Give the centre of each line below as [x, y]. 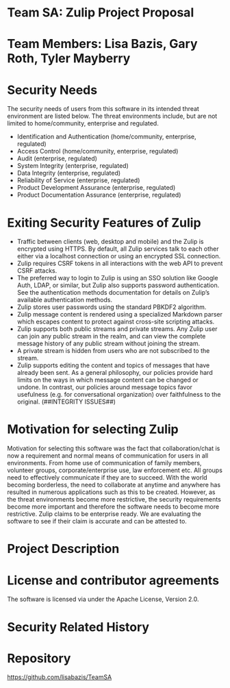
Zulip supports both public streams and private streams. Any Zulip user [117, 329]
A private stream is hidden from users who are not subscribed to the [113, 351]
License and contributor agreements [113, 580]
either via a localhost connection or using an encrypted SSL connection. [119, 256]
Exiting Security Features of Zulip [104, 222]
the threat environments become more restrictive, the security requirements [114, 500]
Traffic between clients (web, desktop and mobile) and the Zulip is [110, 242]
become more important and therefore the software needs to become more [113, 507]
